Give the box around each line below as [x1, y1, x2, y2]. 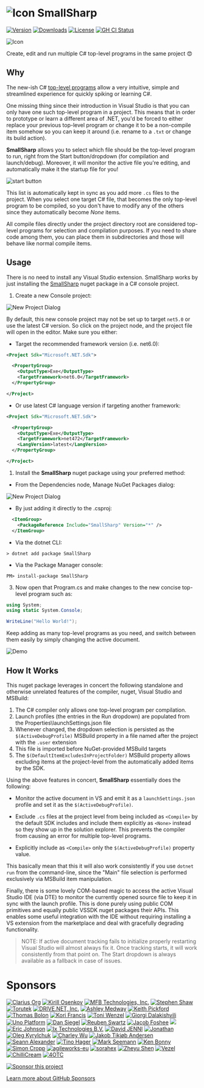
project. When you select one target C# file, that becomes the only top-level [6, 195, 197, 203]
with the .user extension [15, 739, 77, 746]
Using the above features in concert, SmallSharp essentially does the [6, 776, 181, 784]
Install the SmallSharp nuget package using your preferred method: [15, 469, 186, 476]
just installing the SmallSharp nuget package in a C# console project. [6, 280, 180, 287]
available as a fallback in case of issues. [21, 957, 122, 964]
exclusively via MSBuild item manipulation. [6, 876, 113, 882]
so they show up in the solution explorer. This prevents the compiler [15, 826, 186, 833]
